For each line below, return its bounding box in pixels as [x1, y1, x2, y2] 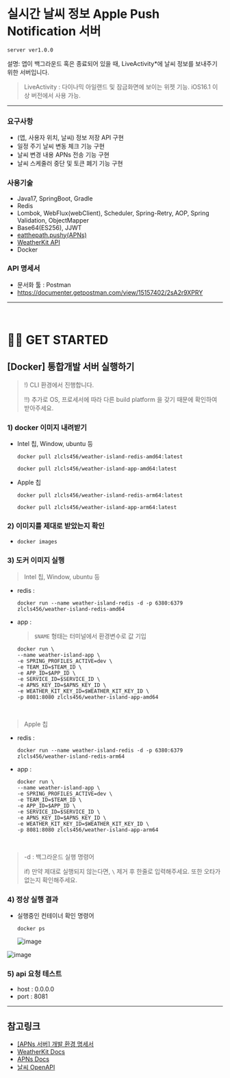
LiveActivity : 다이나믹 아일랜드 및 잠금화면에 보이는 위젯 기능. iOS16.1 [23, 82, 211, 91]
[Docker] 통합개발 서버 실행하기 [7, 361, 135, 373]
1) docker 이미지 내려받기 [7, 423, 87, 432]
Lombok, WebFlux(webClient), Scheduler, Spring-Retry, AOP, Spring [16, 209, 210, 217]
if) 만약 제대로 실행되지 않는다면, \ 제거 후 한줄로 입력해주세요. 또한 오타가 [23, 867, 221, 875]
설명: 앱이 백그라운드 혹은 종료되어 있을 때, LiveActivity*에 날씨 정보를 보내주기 [7, 59, 218, 67]
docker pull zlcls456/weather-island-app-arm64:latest [16, 504, 177, 511]
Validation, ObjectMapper [16, 216, 89, 224]
